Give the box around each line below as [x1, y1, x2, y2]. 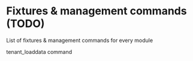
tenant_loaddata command [6, 48, 73, 55]
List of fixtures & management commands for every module [6, 36, 153, 44]
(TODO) [6, 17, 45, 30]
